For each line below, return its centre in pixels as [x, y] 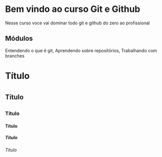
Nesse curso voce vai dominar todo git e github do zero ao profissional [78, 23]
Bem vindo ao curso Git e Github [73, 9]
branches [15, 56]
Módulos [19, 39]
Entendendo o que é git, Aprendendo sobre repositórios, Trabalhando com [81, 50]
